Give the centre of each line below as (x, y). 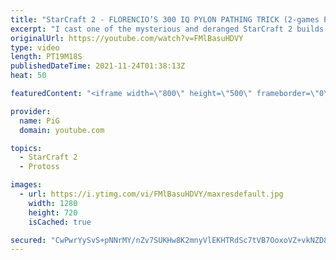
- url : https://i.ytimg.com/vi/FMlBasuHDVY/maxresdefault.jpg (151, 194)
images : (26, 185)
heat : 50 (28, 76)
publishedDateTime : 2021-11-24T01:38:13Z (98, 66)
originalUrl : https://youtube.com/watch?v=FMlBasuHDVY (127, 38)
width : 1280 (53, 203)
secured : (28, 240)
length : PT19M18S (46, 57)
